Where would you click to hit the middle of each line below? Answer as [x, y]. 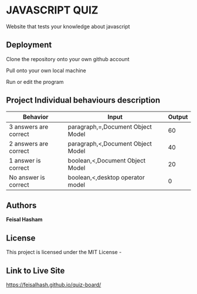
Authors [21, 205]
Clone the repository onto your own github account [68, 59]
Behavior [35, 117]
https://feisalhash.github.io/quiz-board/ [54, 285]
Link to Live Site [35, 271]
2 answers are [29, 143]
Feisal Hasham [24, 219]
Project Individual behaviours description [83, 100]
